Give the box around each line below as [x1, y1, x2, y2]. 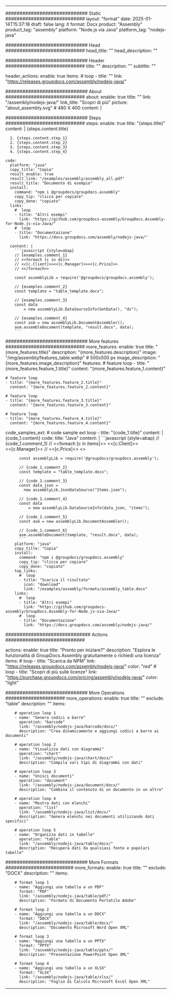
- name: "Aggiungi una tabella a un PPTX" [14, 938, 106, 944]
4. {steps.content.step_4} [10, 149, 68, 154]
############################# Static [5, 10, 101, 16]
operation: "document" [18, 778, 68, 783]
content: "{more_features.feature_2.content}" [10, 384, 111, 389]
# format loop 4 [14, 961, 50, 966]
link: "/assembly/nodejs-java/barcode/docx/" [18, 724, 118, 729]
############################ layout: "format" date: [5, 16, 132, 22]
